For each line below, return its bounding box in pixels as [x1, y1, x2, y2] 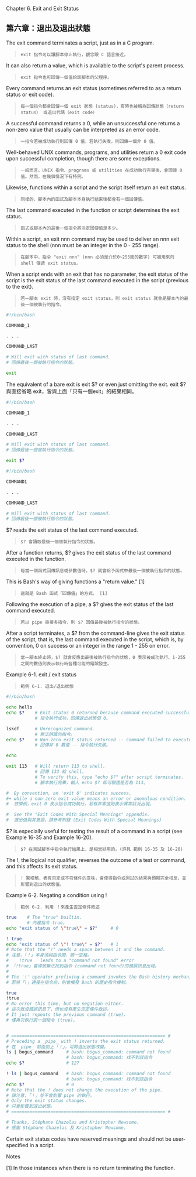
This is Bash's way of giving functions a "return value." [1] [6, 578, 145, 585]
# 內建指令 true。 [27, 919, 67, 926]
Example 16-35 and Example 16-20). [6, 834, 93, 841]
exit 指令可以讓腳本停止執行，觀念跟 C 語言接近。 [20, 52, 128, 57]
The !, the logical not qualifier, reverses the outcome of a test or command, [6, 857, 185, 864]
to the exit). [6, 283, 34, 290]
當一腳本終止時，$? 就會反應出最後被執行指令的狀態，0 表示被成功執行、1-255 [20, 655, 185, 661]
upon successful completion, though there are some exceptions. [6, 155, 161, 162]
